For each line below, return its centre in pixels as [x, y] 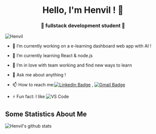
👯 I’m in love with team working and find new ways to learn [72, 65]
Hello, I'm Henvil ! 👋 [83, 10]
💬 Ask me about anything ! [39, 75]
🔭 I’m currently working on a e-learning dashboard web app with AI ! [82, 46]
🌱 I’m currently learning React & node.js [52, 56]
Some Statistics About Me [46, 114]
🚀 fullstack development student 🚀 [83, 26]
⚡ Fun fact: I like [29, 97]
